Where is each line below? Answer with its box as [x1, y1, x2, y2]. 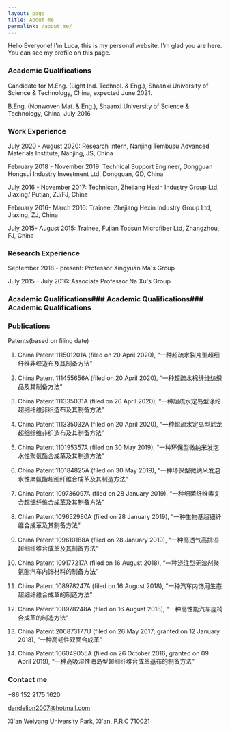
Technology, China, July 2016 [8, 109, 91, 117]
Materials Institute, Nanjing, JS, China [8, 149, 113, 157]
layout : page [8, 10, 45, 17]
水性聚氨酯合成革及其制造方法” [17, 452, 104, 460]
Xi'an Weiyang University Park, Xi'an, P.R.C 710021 [8, 717, 150, 725]
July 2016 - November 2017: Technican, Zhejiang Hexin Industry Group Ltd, [8, 183, 219, 191]
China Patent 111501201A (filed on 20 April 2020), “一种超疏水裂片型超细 [17, 351, 220, 359]
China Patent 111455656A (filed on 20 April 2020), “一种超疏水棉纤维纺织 [17, 374, 222, 382]
